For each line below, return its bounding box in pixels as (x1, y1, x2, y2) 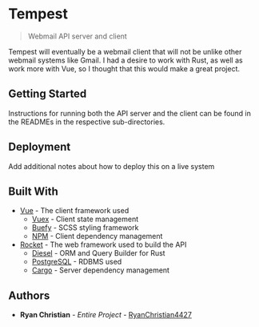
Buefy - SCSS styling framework (31, 223, 139, 232)
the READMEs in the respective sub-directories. (8, 117, 165, 127)
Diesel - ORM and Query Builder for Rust (31, 248, 165, 258)
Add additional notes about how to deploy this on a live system (8, 161, 215, 171)
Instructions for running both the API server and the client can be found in (8, 108, 252, 118)
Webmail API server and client (27, 31, 128, 41)
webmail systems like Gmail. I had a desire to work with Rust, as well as (8, 55, 243, 65)
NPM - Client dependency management (31, 232, 163, 241)
